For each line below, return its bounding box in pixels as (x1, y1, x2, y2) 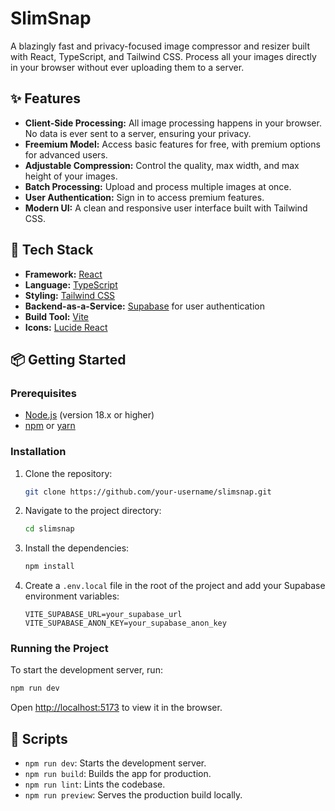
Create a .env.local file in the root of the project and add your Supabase (24, 580, 326, 592)
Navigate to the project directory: (24, 505, 162, 517)
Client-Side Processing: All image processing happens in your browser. (24, 117, 322, 129)
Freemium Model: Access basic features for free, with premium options (24, 138, 321, 150)
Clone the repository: (24, 467, 113, 479)
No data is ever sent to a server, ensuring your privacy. (24, 127, 252, 139)
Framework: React (24, 268, 103, 280)
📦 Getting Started (10, 351, 127, 368)
